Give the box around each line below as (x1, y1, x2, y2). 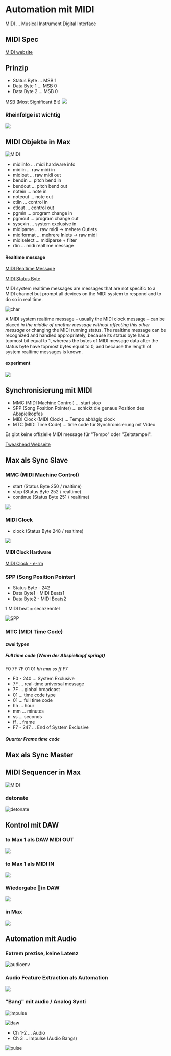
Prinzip (5, 64, 29, 73)
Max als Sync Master (5, 750, 74, 760)
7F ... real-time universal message (12, 681, 84, 687)
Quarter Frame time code (5, 736, 60, 742)
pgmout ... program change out (12, 215, 79, 221)
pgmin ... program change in (12, 210, 72, 216)
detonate (5, 794, 29, 801)
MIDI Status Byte (5, 275, 41, 282)
